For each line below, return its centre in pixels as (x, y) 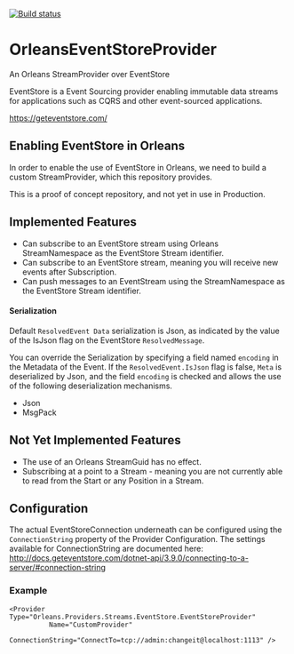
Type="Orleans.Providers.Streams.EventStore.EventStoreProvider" (132, 617)
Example (28, 591)
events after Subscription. (69, 272)
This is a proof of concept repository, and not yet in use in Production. (137, 194)
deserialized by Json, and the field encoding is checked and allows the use (145, 376)
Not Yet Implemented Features (95, 440)
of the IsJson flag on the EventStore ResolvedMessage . (107, 340)
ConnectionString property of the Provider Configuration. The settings (137, 539)
